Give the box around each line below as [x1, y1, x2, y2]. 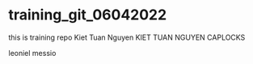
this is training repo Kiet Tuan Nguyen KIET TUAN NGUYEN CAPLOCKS [8, 32, 246, 42]
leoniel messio [8, 48, 57, 58]
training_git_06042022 [8, 6, 167, 24]
